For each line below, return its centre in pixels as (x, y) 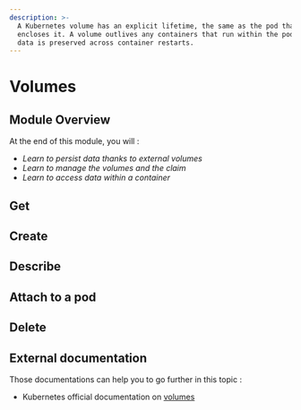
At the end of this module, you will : (74, 141)
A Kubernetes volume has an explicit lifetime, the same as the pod (148, 26)
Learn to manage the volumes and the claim (104, 168)
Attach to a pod (53, 297)
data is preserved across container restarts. (106, 43)
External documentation (78, 358)
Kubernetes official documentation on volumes (108, 397)
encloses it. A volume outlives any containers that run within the (148, 34)
